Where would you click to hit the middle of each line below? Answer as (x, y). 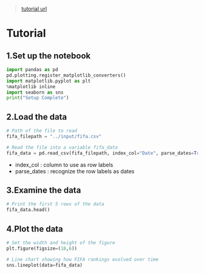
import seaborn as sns (35, 92)
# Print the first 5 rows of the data (55, 204)
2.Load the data (37, 117)
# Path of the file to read (42, 131)
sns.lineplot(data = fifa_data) (45, 265)
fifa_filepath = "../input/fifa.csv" (54, 136)
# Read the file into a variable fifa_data (62, 147)
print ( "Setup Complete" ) (38, 98)
